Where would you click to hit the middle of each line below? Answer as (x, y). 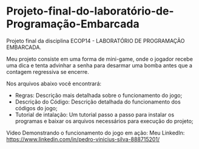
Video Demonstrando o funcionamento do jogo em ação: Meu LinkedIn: (96, 133)
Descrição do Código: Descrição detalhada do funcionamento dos (98, 102)
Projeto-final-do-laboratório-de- (90, 11)
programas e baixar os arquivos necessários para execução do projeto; (104, 121)
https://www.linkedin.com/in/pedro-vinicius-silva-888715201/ (83, 139)
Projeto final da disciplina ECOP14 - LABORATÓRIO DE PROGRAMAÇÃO (96, 41)
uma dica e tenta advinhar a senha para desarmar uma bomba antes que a (99, 65)
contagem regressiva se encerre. (48, 71)
